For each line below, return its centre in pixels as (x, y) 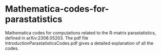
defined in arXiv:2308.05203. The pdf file (47, 38)
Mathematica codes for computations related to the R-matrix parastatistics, (80, 33)
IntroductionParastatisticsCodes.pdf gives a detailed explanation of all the (79, 43)
